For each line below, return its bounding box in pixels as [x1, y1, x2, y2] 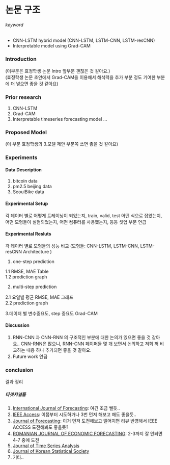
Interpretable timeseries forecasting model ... [12, 116, 107, 122]
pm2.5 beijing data [12, 184, 52, 190]
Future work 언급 [12, 353, 48, 359]
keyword [5, 21, 24, 28]
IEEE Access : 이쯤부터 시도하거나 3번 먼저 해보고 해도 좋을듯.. [12, 411, 136, 418]
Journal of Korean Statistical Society [12, 448, 90, 454]
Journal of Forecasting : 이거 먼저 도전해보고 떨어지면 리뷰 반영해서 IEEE [12, 418, 158, 424]
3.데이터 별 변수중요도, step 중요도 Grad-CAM [5, 310, 98, 316]
